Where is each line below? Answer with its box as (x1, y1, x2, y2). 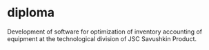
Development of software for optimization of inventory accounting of (7, 27, 202, 36)
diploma (7, 5, 55, 21)
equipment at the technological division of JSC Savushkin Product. (7, 34, 197, 42)
